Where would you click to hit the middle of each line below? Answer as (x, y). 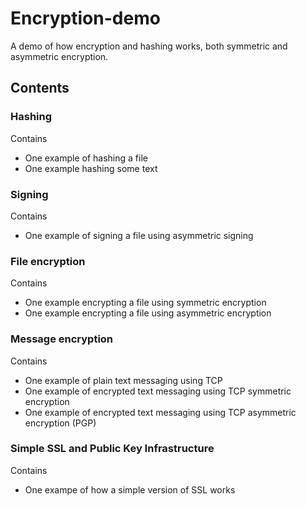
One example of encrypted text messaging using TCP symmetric (158, 391)
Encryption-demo (85, 18)
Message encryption (62, 339)
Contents (40, 88)
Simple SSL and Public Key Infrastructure (112, 449)
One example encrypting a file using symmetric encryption (145, 303)
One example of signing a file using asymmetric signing (139, 235)
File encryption (48, 261)
